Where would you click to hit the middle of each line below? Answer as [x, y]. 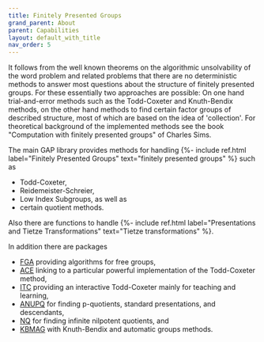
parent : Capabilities [44, 30]
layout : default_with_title [55, 38]
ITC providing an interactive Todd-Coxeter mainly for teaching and [127, 287]
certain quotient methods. [62, 207]
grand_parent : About [42, 23]
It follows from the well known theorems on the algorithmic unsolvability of [130, 67]
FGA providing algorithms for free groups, [88, 262]
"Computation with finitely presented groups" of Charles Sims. [110, 135]
